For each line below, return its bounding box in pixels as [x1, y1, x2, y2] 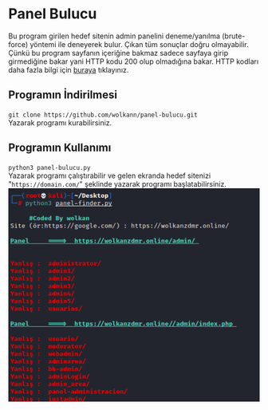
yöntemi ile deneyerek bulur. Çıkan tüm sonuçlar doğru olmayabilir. [30, 39, 249, 49]
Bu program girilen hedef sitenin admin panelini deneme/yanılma [8, 31, 221, 41]
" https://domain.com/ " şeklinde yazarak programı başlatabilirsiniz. [8, 179, 227, 188]
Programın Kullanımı [8, 141, 112, 155]
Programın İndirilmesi [8, 89, 118, 102]
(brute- [222, 31, 246, 41]
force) [8, 39, 29, 49]
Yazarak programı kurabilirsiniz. [8, 117, 112, 128]
